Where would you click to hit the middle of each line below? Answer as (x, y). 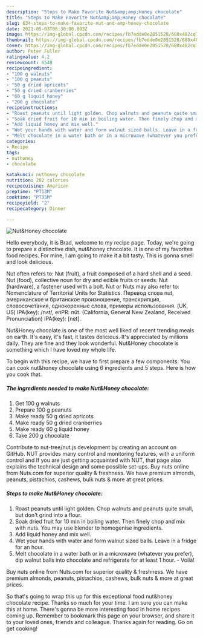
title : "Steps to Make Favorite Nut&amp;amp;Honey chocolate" (86, 18)
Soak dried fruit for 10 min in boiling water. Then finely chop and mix (100, 522)
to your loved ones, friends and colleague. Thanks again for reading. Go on (100, 622)
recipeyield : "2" (28, 203)
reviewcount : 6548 (29, 62)
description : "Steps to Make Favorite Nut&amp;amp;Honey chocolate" (94, 12)
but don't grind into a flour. (48, 515)
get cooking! (22, 629)
